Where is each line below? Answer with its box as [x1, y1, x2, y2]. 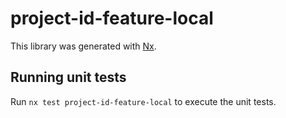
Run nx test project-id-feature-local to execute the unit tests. [10, 95, 277, 107]
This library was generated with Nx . [10, 40, 157, 52]
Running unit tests [10, 69, 127, 86]
